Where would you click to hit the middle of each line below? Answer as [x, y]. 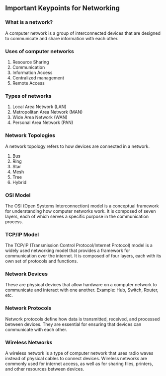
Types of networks [28, 96]
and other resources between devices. [45, 369]
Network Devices [27, 274]
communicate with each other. [36, 329]
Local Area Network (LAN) [39, 107]
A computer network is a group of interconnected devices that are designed [83, 33]
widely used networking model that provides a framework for [68, 251]
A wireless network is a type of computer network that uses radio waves [79, 353]
